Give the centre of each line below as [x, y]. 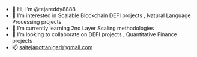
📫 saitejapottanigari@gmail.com [52, 47]
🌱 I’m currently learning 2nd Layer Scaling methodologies [83, 28]
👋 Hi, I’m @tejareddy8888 [44, 9]
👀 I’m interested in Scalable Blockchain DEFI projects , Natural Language [101, 15]
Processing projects [37, 22]
